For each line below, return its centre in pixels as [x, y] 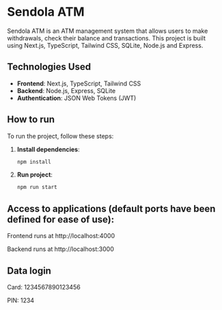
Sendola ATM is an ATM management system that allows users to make [108, 31]
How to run [31, 119]
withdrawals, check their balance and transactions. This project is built [107, 38]
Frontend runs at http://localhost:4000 [61, 236]
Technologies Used [49, 67]
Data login [29, 271]
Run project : [35, 175]
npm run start [37, 188]
